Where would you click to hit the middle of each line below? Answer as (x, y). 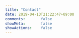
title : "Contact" (23, 10)
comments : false (29, 19)
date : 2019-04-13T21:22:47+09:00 (40, 14)
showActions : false (29, 28)
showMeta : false (29, 23)
